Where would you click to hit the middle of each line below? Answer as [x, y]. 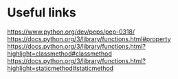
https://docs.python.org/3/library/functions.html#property [89, 38]
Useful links [42, 13]
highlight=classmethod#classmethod [59, 54]
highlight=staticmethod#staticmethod [60, 68]
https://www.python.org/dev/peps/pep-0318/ [71, 32]
